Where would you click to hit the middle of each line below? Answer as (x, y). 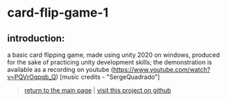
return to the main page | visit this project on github (98, 90)
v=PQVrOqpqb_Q (32, 77)
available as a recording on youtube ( (60, 70)
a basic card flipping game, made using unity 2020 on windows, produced (113, 55)
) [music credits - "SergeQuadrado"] (108, 77)
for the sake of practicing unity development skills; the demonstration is (110, 62)
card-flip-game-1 (58, 13)
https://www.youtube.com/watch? (161, 70)
